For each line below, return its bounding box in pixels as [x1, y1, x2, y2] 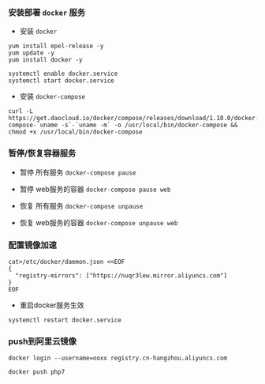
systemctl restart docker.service [8, 316, 122, 324]
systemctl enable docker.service [8, 70, 118, 78]
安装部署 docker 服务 [8, 6, 86, 17]
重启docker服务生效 [19, 300, 84, 310]
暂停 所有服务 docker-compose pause [19, 168, 136, 177]
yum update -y [8, 49, 55, 57]
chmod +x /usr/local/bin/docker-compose [8, 128, 144, 136]
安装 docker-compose [19, 92, 85, 101]
